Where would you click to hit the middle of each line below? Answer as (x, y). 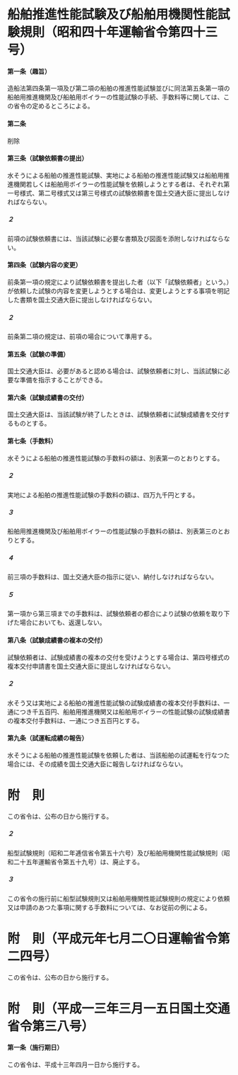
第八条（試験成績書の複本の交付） (57, 640)
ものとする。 (32, 423)
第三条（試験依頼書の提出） (48, 158)
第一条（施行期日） (35, 1047)
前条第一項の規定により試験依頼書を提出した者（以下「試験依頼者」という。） (118, 282)
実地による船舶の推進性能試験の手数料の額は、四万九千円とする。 (103, 495)
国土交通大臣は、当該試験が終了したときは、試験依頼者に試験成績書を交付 (115, 414)
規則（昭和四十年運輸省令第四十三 (119, 32)
